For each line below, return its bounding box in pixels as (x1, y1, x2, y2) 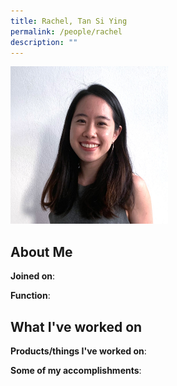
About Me (10, 243, 73, 260)
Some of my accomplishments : (10, 365, 142, 376)
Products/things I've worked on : (10, 345, 147, 357)
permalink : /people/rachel (10, 26, 123, 37)
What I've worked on (10, 318, 143, 335)
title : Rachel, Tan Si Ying (10, 16, 128, 26)
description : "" (10, 37, 78, 47)
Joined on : (10, 270, 56, 282)
